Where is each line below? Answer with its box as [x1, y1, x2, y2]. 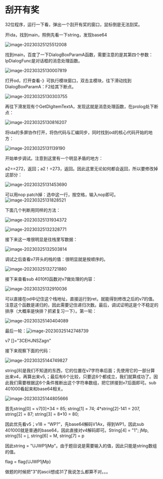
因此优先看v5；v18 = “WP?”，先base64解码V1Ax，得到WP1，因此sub [5, 421, 145, 427]
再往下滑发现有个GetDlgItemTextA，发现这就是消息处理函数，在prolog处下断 [5, 103, 159, 109]
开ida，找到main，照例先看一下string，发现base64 [5, 32, 108, 38]
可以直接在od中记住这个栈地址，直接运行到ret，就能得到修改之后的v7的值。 [5, 296, 157, 301]
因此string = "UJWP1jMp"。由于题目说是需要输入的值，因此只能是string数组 [5, 442, 157, 449]
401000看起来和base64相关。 [5, 386, 66, 392]
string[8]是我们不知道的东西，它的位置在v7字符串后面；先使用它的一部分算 [5, 367, 155, 373]
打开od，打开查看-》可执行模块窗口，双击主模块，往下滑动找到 [5, 78, 132, 83]
